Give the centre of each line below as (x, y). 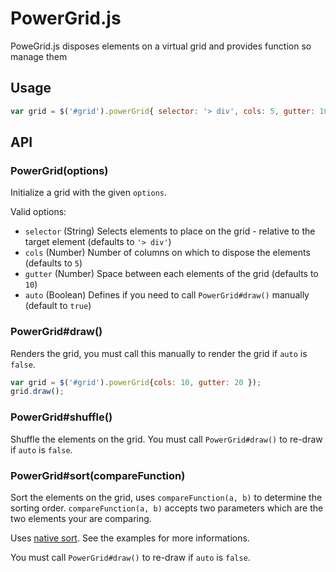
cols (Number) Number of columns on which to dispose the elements (167, 253)
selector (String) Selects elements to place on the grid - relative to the (170, 231)
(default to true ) (58, 306)
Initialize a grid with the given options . (89, 193)
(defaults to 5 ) (53, 263)
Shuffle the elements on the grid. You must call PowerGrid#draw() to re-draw (166, 439)
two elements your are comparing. (81, 518)
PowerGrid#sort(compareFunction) (98, 475)
